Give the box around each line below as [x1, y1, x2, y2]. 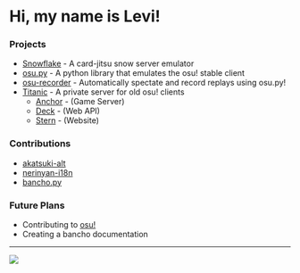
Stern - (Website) [35, 115, 100, 126]
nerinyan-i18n [21, 167, 73, 178]
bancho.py [21, 177, 62, 187]
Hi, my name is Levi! [9, 6, 161, 27]
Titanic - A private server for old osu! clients [21, 87, 185, 97]
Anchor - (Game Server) [35, 96, 125, 107]
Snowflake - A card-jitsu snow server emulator [21, 58, 195, 69]
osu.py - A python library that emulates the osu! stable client [21, 68, 246, 79]
